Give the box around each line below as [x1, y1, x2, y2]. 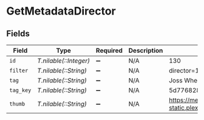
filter [9, 67, 29, 74]
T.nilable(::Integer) [37, 56, 90, 65]
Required [96, 47, 123, 55]
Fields [6, 28, 30, 39]
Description [128, 47, 163, 55]
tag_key [9, 87, 32, 93]
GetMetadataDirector [6, 4, 117, 18]
